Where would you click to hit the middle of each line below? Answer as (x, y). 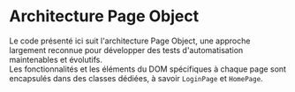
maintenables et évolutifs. (56, 59)
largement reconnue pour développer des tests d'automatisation (126, 50)
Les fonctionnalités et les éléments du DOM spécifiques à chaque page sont (148, 69)
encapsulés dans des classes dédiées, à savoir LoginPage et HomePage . (136, 78)
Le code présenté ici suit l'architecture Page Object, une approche (130, 41)
